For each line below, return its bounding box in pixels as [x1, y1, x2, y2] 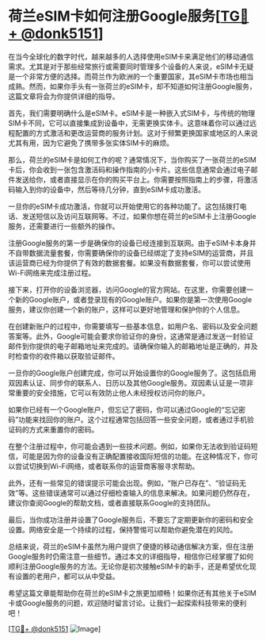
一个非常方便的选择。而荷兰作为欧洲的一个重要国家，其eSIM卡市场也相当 [14, 71, 254, 81]
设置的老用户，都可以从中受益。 [14, 571, 120, 581]
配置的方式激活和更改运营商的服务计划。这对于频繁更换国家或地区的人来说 [14, 128, 258, 137]
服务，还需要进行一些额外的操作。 [8, 221, 120, 231]
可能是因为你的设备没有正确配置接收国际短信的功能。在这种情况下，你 [21, 451, 251, 461]
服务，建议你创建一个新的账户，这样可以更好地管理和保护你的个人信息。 [8, 305, 244, 314]
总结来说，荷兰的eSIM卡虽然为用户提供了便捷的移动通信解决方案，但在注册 [8, 541, 254, 551]
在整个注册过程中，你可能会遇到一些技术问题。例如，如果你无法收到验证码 [8, 441, 251, 451]
